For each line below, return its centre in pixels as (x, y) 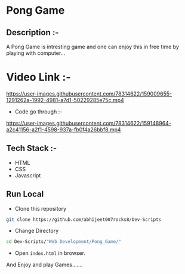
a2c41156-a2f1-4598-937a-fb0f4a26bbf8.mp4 (64, 130)
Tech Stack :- (32, 148)
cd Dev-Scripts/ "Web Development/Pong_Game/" (64, 242)
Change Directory (37, 231)
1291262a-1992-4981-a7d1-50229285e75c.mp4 (65, 100)
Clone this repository (41, 208)
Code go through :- (38, 112)
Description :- (33, 33)
